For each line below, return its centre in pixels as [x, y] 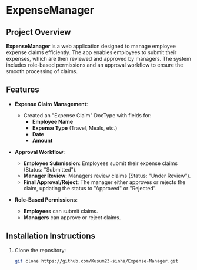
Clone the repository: [40, 250]
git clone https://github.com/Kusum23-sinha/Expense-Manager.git [96, 261]
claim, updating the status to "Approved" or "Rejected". [90, 188]
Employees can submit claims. [61, 211]
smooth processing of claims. [42, 71]
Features [23, 90]
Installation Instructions [51, 236]
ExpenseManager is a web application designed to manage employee [91, 46]
